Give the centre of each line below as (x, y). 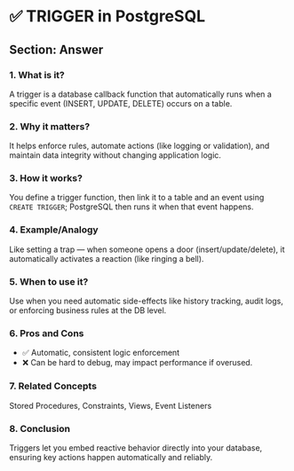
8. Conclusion (40, 428)
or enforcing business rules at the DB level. (88, 310)
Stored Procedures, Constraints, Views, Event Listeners (111, 405)
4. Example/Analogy (54, 230)
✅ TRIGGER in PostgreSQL (107, 16)
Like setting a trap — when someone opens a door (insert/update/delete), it (147, 249)
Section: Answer (56, 49)
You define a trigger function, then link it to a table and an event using (137, 198)
